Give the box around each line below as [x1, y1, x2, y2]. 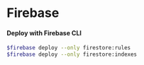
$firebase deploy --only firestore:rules [6, 45, 131, 52]
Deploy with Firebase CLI [6, 28, 82, 37]
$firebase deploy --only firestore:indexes [6, 51, 138, 58]
